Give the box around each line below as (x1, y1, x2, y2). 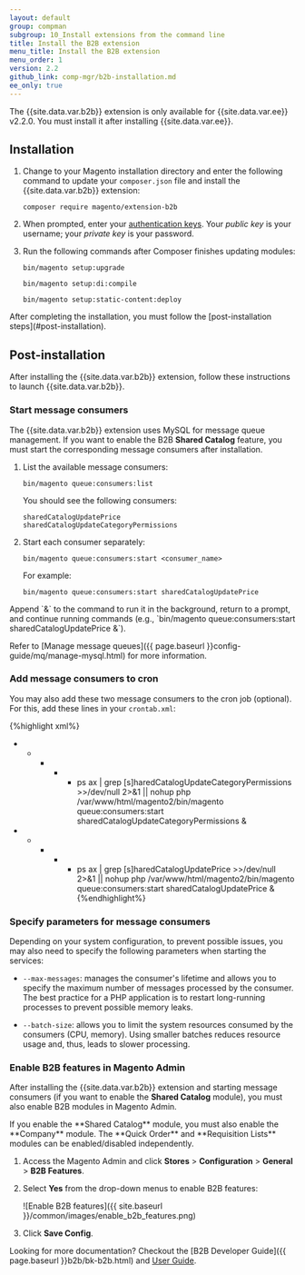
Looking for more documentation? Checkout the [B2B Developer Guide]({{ (9, 1246, 287, 1257)
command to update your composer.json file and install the (22, 175, 241, 186)
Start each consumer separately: (22, 536, 145, 547)
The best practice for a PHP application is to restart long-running (22, 992, 266, 1003)
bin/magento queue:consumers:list (22, 479, 153, 488)
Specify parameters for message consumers (9, 915, 211, 928)
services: (9, 955, 44, 966)
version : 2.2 (9, 65, 59, 74)
